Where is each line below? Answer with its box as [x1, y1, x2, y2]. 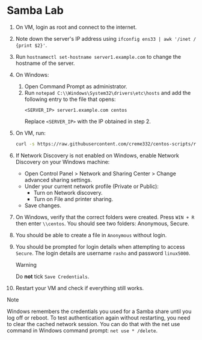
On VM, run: [15, 129, 46, 136]
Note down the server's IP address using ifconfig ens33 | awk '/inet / [15, 35, 197, 42]
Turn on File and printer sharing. [33, 195, 114, 202]
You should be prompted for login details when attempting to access [15, 243, 185, 250]
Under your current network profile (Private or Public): [24, 183, 159, 190]
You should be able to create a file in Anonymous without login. [15, 231, 167, 238]
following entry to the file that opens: [24, 96, 116, 103]
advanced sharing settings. [24, 176, 93, 183]
